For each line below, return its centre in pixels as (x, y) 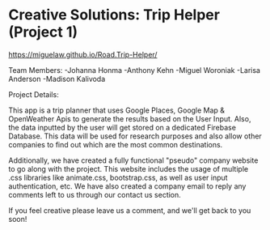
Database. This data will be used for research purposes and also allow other (135, 136)
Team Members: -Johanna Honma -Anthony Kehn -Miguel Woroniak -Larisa (135, 70)
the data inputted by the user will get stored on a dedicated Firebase (122, 127)
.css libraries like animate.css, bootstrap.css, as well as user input (118, 177)
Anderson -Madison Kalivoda (57, 79)
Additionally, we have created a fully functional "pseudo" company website (133, 160)
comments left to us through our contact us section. (95, 194)
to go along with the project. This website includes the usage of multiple (129, 168)
